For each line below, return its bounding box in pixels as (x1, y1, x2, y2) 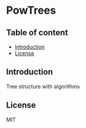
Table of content (6, 28, 68, 38)
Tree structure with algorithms (6, 83, 80, 90)
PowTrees (6, 4, 56, 17)
